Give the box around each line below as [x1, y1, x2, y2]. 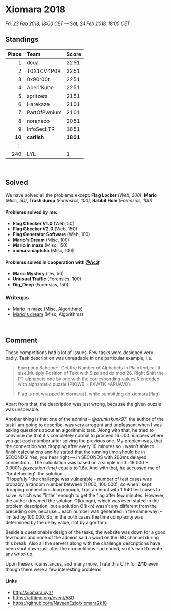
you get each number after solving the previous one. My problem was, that [5, 438, 162, 444]
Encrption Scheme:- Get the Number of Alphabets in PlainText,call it [17, 365, 161, 371]
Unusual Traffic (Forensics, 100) [12, 276, 82, 282]
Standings [5, 35, 39, 44]
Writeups [5, 294, 29, 301]
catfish [26, 134, 44, 141]
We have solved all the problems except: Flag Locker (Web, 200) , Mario [5, 192, 157, 198]
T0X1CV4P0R [26, 67, 61, 75]
